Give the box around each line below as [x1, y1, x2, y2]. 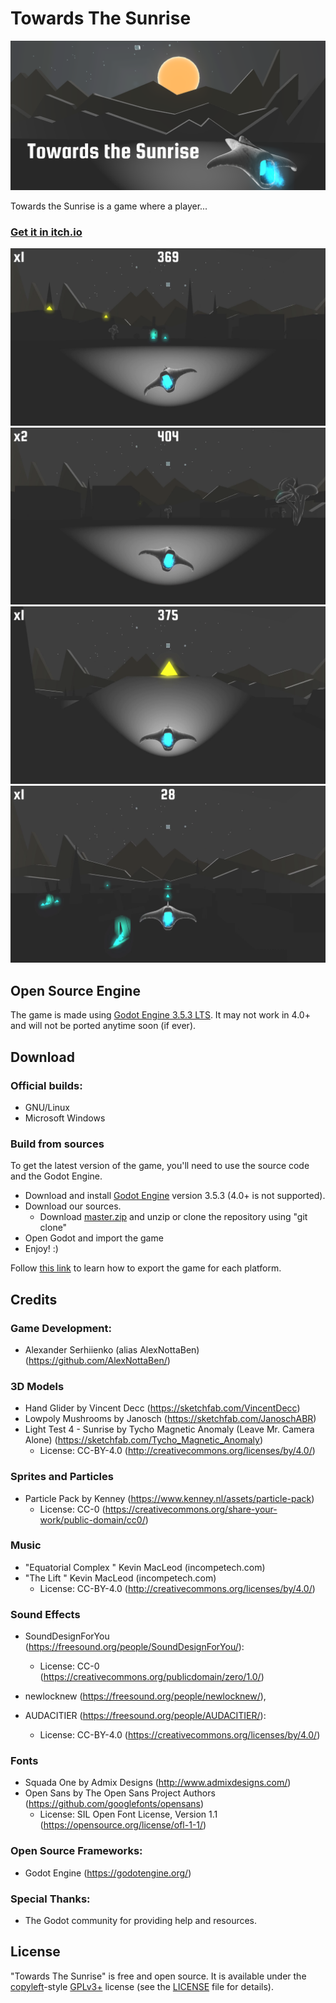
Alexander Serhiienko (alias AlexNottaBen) [24, 1343, 200, 1356]
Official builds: [10, 1078, 83, 1092]
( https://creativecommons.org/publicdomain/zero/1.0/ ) [39, 1671, 265, 1683]
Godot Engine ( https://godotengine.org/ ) [24, 1867, 192, 1879]
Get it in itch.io [10, 225, 83, 239]
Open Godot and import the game [24, 1232, 164, 1244]
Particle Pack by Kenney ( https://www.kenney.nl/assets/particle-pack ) [24, 1492, 315, 1504]
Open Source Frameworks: [10, 1844, 143, 1858]
